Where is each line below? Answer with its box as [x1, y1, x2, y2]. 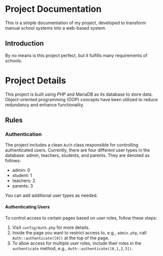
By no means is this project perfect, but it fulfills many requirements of [5, 52, 148, 58]
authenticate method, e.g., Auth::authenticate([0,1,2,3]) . [12, 245, 134, 251]
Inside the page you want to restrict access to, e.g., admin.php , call [12, 229, 147, 235]
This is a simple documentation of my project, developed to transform [5, 20, 146, 26]
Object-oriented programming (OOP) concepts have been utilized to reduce [5, 96, 158, 102]
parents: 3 [12, 183, 33, 189]
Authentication [5, 131, 42, 138]
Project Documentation [5, 3, 102, 15]
